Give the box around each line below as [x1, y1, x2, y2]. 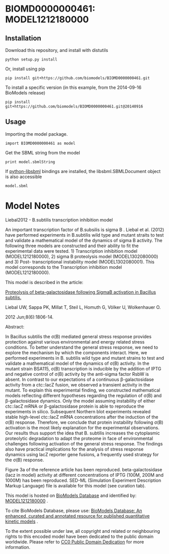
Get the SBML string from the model [5, 149, 80, 155]
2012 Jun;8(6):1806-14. [5, 314, 54, 320]
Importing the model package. [5, 131, 68, 137]
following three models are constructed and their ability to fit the [5, 243, 139, 249]
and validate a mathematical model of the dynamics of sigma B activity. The [5, 237, 162, 243]
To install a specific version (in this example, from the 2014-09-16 [5, 84, 142, 90]
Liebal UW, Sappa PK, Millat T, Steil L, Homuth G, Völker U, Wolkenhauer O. [5, 304, 161, 310]
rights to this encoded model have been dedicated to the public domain [5, 533, 154, 539]
